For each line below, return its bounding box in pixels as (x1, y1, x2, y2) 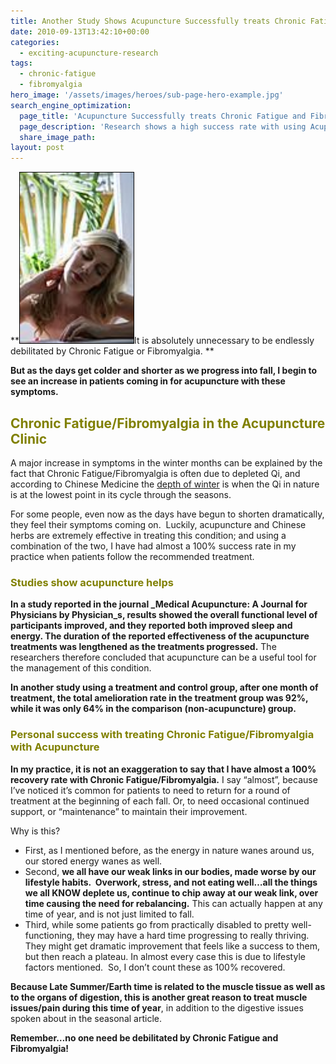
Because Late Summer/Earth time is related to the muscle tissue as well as (10, 980, 326, 992)
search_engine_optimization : (10, 100, 132, 110)
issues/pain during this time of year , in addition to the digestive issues (10, 1001, 304, 1014)
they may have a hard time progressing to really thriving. (76, 929, 310, 941)
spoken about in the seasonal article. (10, 1012, 162, 1024)
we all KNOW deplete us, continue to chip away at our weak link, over (24, 886, 319, 899)
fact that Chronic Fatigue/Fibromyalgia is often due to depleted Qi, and (10, 467, 301, 479)
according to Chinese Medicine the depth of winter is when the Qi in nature (10, 478, 320, 490)
